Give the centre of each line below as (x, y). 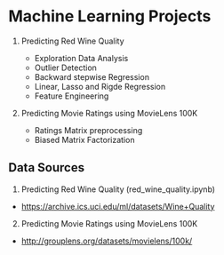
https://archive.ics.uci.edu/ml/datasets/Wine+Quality (118, 206)
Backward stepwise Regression (92, 76)
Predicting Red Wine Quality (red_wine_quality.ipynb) (118, 189)
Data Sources (47, 167)
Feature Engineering (72, 96)
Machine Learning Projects (110, 16)
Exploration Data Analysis (81, 58)
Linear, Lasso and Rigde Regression (100, 86)
